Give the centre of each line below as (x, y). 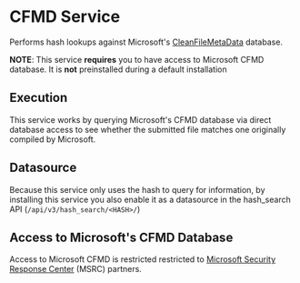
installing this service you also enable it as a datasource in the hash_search (150, 199)
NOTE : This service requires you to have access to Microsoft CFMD (137, 59)
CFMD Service (65, 17)
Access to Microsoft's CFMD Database (121, 237)
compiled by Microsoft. (53, 139)
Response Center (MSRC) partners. (76, 269)
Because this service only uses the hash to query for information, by (137, 189)
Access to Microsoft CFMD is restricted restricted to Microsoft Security (143, 259)
